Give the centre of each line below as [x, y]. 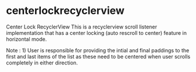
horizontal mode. [26, 39]
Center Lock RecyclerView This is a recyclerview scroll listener [82, 27]
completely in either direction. [42, 63]
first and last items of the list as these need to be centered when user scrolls [98, 56]
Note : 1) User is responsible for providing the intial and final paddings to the [98, 50]
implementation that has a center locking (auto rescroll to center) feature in [97, 33]
